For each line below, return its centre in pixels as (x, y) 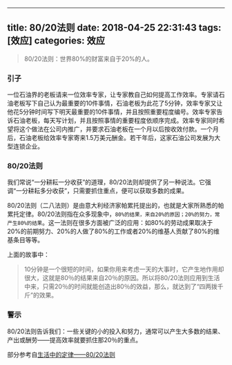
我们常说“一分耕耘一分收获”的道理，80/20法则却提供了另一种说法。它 (106, 182)
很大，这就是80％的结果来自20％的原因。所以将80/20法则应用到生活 (122, 278)
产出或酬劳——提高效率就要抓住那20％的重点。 (75, 339)
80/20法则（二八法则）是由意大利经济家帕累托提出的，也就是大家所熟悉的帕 (116, 206)
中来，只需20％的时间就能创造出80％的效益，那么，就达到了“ (112, 286)
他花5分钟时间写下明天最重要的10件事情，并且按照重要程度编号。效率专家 (112, 112)
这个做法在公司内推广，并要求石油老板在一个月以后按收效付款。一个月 (119, 129)
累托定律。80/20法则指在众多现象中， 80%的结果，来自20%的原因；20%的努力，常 (114, 214)
